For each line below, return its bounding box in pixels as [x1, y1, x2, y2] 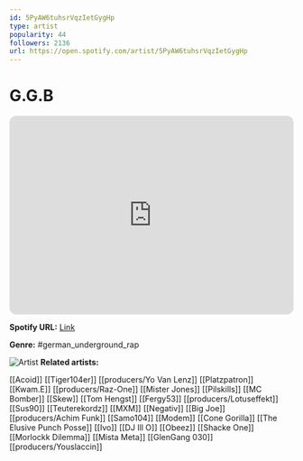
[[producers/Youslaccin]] [9, 441, 103, 452]
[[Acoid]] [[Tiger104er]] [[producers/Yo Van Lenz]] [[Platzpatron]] [9, 374, 254, 385]
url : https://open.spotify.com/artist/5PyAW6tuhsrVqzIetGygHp [9, 47, 248, 56]
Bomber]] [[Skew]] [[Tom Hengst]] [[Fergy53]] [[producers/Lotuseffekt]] [9, 393, 279, 404]
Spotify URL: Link [9, 322, 76, 333]
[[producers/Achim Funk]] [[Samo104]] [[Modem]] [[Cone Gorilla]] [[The [9, 412, 278, 424]
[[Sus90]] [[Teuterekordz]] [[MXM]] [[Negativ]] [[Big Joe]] [9, 403, 225, 414]
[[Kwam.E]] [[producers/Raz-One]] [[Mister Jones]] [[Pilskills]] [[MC [9, 384, 262, 395]
